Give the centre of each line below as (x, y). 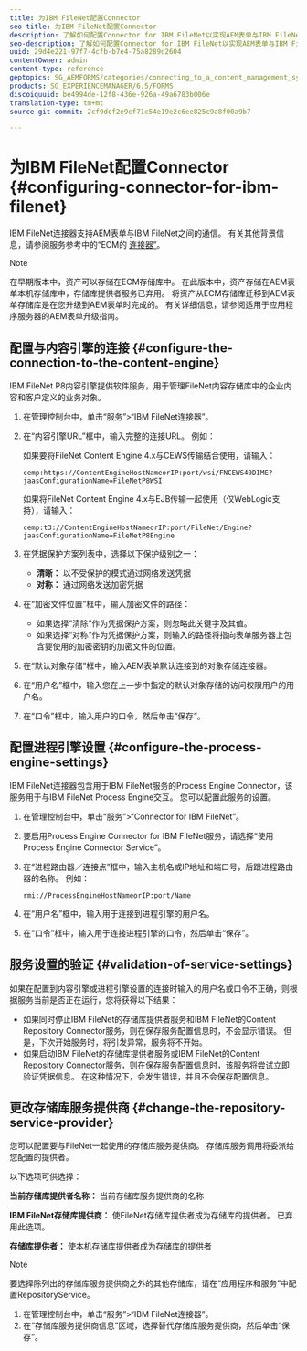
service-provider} (62, 1123)
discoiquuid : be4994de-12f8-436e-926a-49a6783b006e (110, 94)
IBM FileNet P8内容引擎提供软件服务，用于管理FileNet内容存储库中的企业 (147, 386)
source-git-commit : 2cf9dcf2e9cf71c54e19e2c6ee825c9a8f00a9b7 (130, 112)
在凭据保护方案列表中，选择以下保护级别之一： (111, 553)
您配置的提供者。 (42, 1157)
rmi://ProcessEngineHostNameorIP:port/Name (107, 895)
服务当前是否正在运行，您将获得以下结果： (97, 1000)
